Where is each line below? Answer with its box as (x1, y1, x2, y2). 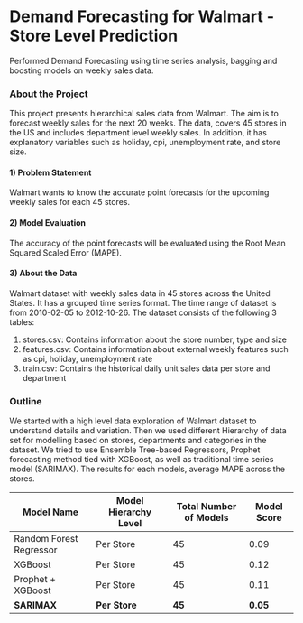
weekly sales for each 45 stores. (9, 197, 131, 208)
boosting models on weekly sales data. (9, 65, 154, 76)
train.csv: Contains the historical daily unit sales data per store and (22, 363, 271, 374)
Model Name (22, 506, 79, 518)
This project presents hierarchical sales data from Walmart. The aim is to (9, 108, 280, 119)
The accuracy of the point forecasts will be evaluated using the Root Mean (9, 237, 286, 248)
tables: (9, 316, 35, 327)
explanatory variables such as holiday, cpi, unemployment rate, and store (9, 137, 281, 148)
